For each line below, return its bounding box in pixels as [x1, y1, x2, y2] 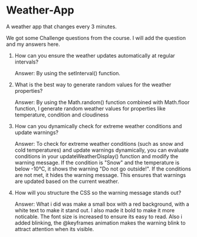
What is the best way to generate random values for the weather [14, 81, 172, 88]
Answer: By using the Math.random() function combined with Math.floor [14, 98, 190, 106]
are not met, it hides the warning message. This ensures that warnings [14, 171, 186, 178]
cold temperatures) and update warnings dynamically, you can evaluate [14, 146, 189, 153]
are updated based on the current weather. [14, 178, 119, 185]
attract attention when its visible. [14, 225, 94, 232]
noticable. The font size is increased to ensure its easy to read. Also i [14, 213, 183, 220]
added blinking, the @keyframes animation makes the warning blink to [14, 219, 186, 226]
